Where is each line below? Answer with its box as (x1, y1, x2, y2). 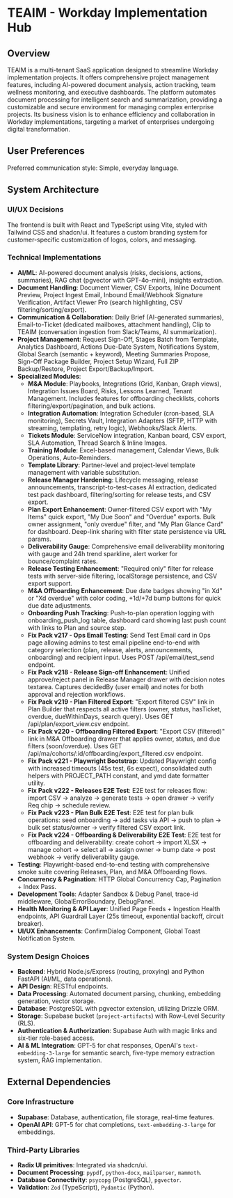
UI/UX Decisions (7, 205, 64, 214)
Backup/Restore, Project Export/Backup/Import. (17, 364, 154, 373)
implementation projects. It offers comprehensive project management (7, 73, 209, 81)
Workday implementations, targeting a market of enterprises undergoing (7, 118, 214, 126)
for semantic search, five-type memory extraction (72, 1049, 216, 1057)
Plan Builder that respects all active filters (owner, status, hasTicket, (27, 704, 222, 713)
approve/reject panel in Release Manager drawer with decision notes (27, 675, 225, 684)
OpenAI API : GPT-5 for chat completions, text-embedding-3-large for (17, 1120, 216, 1128)
